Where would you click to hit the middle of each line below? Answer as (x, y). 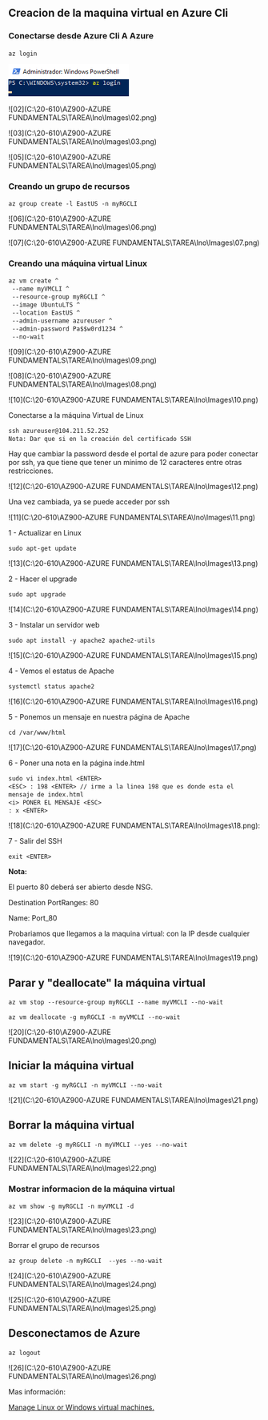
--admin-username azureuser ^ (62, 321)
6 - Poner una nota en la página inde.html (77, 763)
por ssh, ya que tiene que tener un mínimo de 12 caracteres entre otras (125, 463)
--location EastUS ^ (46, 313)
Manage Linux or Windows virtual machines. (81, 1407)
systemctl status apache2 (51, 687)
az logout (25, 1353)
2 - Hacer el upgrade (43, 579)
